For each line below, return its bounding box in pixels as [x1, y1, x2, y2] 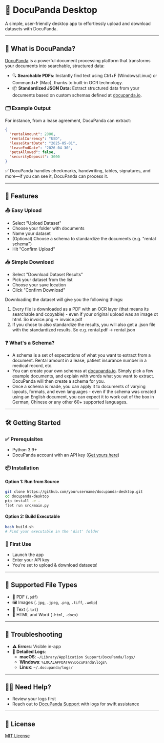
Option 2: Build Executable [5, 513, 60, 519]
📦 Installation [5, 464, 39, 471]
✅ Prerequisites [5, 436, 43, 442]
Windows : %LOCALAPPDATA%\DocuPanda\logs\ [19, 659, 107, 665]
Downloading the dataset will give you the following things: [5, 297, 123, 302]
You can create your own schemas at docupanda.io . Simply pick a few [12, 368, 154, 374]
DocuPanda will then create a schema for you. [12, 378, 105, 384]
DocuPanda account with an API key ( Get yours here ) [12, 452, 120, 458]
